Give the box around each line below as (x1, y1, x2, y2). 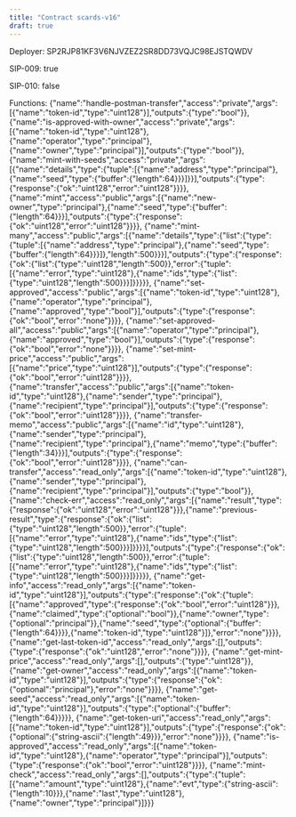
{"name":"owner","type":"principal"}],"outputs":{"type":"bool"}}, (9, 144, 244, 156)
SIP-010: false (9, 80, 60, 91)
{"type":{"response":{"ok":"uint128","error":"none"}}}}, (9, 646, 211, 657)
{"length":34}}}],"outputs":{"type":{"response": (9, 447, 183, 458)
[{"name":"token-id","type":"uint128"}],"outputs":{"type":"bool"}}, (9, 107, 250, 117)
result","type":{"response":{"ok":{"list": (9, 514, 153, 524)
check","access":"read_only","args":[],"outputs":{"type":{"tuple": (9, 769, 246, 780)
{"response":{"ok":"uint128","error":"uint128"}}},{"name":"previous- (9, 504, 258, 514)
